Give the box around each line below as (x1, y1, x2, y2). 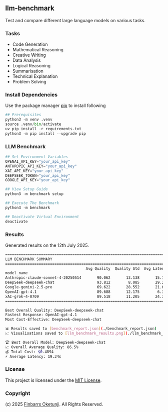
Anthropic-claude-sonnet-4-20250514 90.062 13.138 (5, 275, 140, 280)
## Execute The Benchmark (5, 200, 59, 205)
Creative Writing (12, 52, 46, 58)
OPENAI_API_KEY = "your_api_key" (5, 159, 70, 164)
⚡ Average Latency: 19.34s (5, 354, 61, 359)
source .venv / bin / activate (5, 122, 61, 127)
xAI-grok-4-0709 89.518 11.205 (5, 294, 140, 299)
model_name (5, 271, 28, 276)
